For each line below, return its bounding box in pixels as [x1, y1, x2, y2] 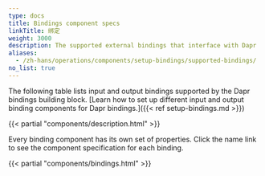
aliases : [8, 49, 38, 57]
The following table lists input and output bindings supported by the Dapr [8, 86, 251, 96]
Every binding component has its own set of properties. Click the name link [8, 134, 257, 144]
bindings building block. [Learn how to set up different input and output [8, 94, 244, 104]
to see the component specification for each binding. [8, 142, 184, 153]
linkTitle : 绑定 [8, 27, 60, 35]
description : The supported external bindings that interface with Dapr [8, 42, 257, 50]
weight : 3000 [8, 34, 52, 43]
